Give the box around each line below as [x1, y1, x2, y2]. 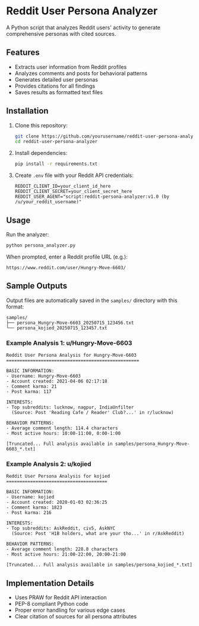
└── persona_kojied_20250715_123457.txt [6, 325, 108, 331]
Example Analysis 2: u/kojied [6, 460, 91, 468]
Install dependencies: [14, 150, 68, 157]
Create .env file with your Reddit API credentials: [14, 172, 134, 179]
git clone [14, 133, 40, 139]
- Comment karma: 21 [6, 383, 58, 390]
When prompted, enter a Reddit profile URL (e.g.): [6, 253, 128, 260]
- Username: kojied [6, 494, 55, 500]
